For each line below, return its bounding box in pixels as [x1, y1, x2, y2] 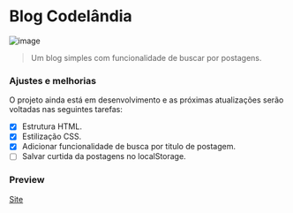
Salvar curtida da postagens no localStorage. [21, 151, 187, 162]
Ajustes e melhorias [9, 74, 97, 87]
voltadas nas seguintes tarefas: [9, 104, 124, 115]
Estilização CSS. [21, 131, 82, 142]
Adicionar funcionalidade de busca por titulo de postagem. [21, 141, 237, 152]
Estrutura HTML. [21, 121, 82, 132]
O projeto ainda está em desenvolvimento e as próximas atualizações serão [9, 95, 284, 105]
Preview [9, 174, 45, 186]
